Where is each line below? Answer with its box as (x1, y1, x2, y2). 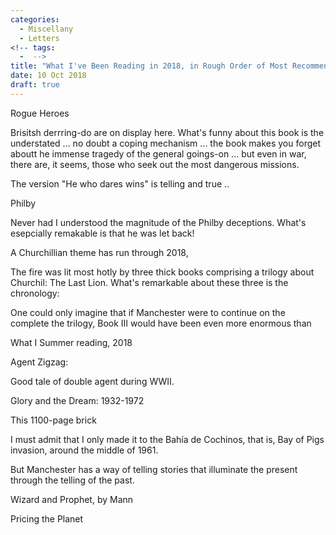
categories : (10, 14, 60, 25)
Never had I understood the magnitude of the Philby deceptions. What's (10, 216, 307, 228)
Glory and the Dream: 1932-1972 (10, 394, 145, 406)
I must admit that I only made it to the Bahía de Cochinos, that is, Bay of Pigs (10, 433, 325, 445)
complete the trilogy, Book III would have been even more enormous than (10, 317, 312, 329)
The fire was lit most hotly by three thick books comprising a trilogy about (10, 266, 315, 278)
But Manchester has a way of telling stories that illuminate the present (10, 463, 298, 475)
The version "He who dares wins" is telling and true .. (10, 177, 230, 190)
